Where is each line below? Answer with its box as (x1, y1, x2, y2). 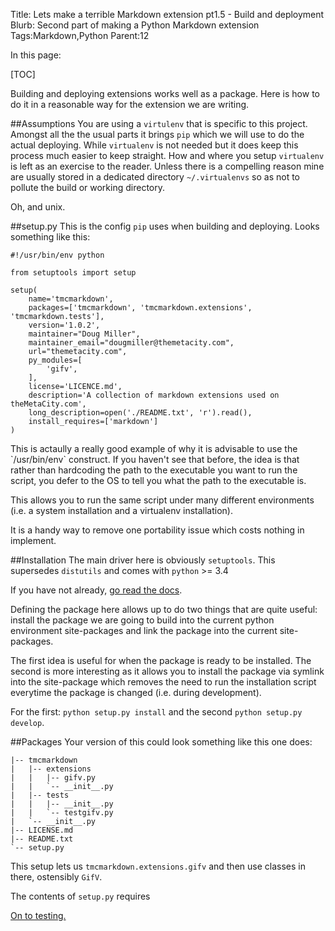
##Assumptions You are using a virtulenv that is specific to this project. (10, 118, 308, 129)
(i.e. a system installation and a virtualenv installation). (10, 505, 234, 516)
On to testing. (10, 910, 67, 921)
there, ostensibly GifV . (10, 871, 103, 883)
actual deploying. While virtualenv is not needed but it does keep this (10, 139, 299, 151)
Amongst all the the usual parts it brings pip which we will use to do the (10, 129, 305, 140)
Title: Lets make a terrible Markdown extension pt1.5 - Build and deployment (10, 9, 325, 20)
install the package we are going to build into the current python (10, 614, 275, 626)
